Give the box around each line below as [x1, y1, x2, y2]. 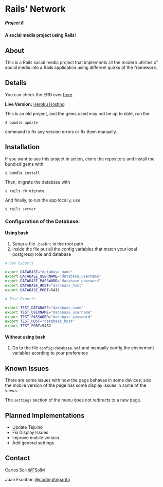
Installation [5, 143, 40, 151]
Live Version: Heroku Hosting [5, 101, 65, 107]
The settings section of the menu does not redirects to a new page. [5, 397, 142, 403]
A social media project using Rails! [5, 32, 76, 38]
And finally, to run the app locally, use [5, 197, 81, 203]
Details [5, 79, 27, 87]
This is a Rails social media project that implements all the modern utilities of [5, 59, 158, 65]
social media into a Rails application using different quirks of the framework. [5, 65, 157, 70]
